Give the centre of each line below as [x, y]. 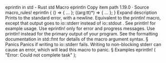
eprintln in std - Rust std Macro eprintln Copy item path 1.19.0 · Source [77, 7]
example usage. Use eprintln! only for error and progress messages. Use [80, 28]
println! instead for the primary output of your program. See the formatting [82, 34]
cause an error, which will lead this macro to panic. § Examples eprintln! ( [80, 50]
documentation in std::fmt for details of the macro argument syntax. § [77, 39]
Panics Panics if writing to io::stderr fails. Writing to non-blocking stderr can [83, 44]
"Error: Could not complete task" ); [41, 55]
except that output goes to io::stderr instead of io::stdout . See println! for [80, 23]
